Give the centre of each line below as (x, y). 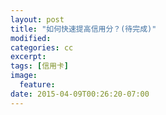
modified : (31, 38)
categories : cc (42, 47)
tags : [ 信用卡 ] (40, 66)
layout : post (37, 19)
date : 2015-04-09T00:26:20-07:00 (80, 94)
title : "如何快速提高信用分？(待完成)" (83, 29)
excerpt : (28, 57)
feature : (37, 85)
